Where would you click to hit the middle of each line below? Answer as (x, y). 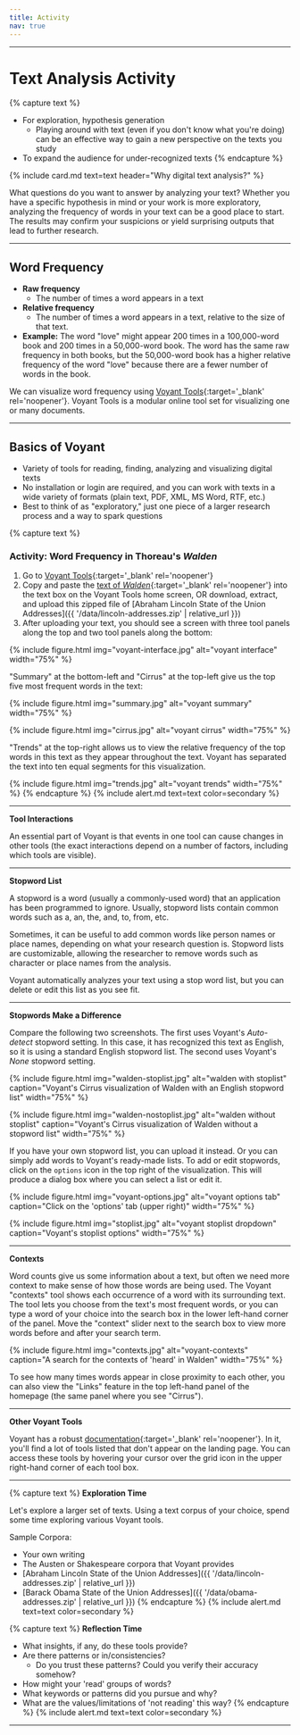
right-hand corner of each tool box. (74, 1468)
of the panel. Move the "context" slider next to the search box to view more (148, 1323)
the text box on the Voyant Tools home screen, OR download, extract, (150, 595)
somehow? (55, 1674)
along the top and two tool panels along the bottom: (117, 633)
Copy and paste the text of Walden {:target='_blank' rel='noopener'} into (155, 585)
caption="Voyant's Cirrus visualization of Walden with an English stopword (146, 1088)
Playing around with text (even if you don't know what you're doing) (160, 129)
